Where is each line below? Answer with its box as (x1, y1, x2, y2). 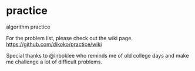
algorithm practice (6, 23, 51, 30)
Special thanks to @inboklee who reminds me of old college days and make (6, 52, 189, 59)
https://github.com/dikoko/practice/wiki (6, 41, 102, 48)
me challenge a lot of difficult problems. (6, 58, 103, 65)
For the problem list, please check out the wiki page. (6, 34, 133, 41)
